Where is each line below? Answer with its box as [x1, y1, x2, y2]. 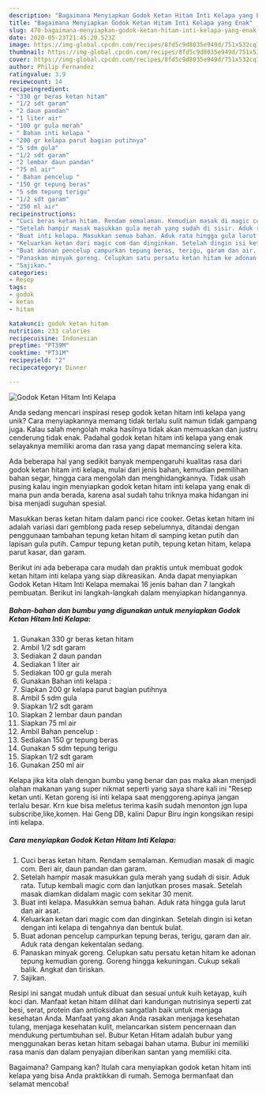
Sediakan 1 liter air [20, 659, 81, 668]
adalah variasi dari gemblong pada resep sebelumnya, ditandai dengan [9, 522, 240, 532]
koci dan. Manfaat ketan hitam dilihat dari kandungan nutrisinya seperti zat [9, 996, 252, 1006]
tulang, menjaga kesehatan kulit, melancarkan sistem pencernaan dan [9, 1022, 237, 1031]
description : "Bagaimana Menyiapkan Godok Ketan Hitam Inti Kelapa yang [9, 11, 253, 20]
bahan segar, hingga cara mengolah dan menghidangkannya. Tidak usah [9, 473, 246, 483]
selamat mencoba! [9, 1079, 69, 1089]
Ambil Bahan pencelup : [20, 726, 98, 736]
